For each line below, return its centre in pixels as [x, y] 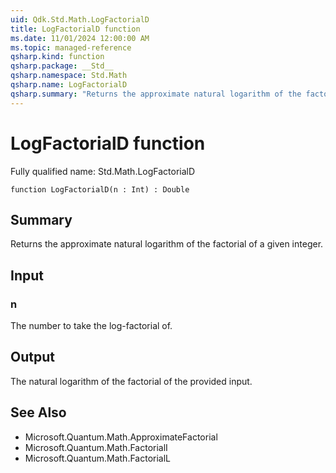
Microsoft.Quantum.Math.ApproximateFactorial [121, 437]
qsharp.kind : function [57, 57]
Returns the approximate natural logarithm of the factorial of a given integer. [167, 244]
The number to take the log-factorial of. [91, 326]
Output [32, 357]
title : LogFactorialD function [75, 29]
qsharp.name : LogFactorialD [69, 85]
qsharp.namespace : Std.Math [69, 76]
